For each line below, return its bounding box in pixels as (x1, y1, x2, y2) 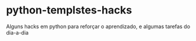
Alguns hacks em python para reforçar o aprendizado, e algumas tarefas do (6, 23, 191, 30)
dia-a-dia (6, 29, 29, 36)
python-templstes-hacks (6, 4, 132, 17)
